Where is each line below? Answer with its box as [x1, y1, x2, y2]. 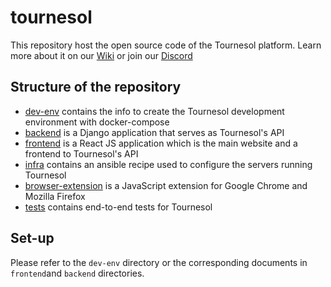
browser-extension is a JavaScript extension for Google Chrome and [24, 179, 308, 191]
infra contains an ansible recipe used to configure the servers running [24, 158, 313, 170]
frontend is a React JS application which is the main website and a [24, 137, 298, 149]
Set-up [10, 230, 55, 247]
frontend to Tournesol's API [24, 147, 139, 160]
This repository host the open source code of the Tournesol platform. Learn [10, 39, 322, 51]
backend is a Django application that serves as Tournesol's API [24, 126, 285, 138]
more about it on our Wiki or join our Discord [10, 49, 193, 61]
